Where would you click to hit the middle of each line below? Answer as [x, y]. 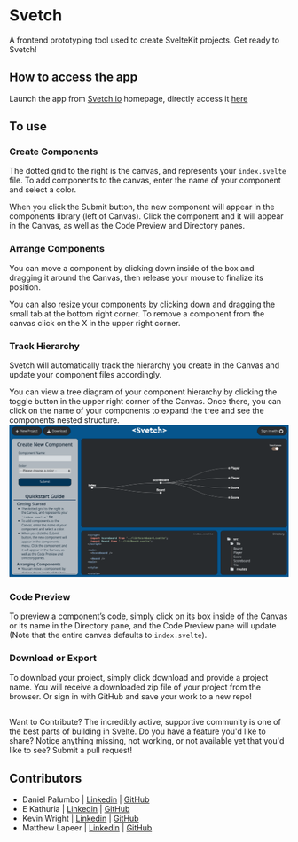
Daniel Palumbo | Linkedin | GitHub [86, 799]
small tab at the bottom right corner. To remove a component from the [137, 313]
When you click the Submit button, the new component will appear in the [142, 207]
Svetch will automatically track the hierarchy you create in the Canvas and [145, 365]
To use [28, 126]
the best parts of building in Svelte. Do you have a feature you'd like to [137, 731]
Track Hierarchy [44, 346]
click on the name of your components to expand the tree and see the [137, 411]
